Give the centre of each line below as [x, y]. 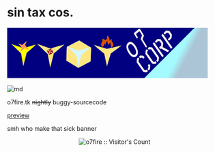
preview [18, 115]
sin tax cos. [40, 13]
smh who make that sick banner [52, 128]
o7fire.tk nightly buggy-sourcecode [57, 102]
